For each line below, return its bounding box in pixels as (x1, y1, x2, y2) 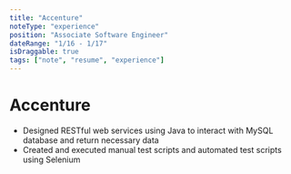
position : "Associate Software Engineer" (9, 30, 169, 39)
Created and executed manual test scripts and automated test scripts (22, 144, 282, 155)
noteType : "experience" (9, 22, 100, 31)
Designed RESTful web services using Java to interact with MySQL (22, 125, 274, 136)
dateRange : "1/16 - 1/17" (9, 38, 107, 48)
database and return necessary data (22, 134, 159, 146)
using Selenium (22, 154, 81, 165)
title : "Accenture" (9, 13, 84, 23)
